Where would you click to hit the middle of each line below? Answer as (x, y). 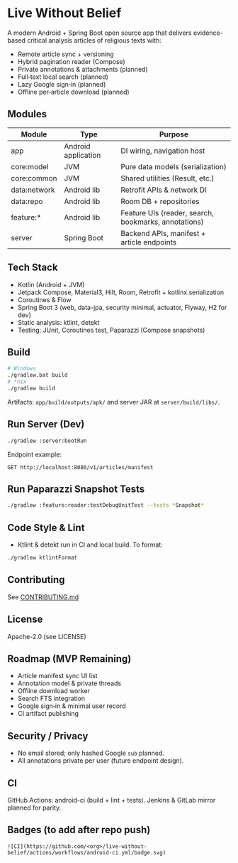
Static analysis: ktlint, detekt (59, 322)
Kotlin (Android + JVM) (51, 284)
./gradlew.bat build (38, 375)
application (82, 155)
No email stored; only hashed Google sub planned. (91, 753)
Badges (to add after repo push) (79, 830)
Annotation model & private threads (69, 683)
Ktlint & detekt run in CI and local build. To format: (90, 545)
